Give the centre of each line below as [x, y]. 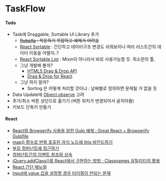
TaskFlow [25, 9]
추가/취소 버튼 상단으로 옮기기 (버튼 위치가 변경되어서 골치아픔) [73, 101]
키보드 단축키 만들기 [32, 107]
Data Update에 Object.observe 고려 [48, 94]
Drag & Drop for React [50, 76]
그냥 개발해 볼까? [36, 66]
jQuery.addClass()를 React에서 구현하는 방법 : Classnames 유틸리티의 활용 [86, 161]
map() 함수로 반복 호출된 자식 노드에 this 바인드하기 [62, 142]
